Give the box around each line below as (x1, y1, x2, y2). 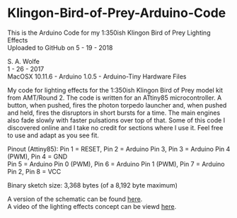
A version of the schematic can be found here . (7, 195, 143, 203)
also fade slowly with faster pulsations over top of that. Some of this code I (7, 115, 226, 125)
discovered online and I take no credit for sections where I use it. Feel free (7, 123, 224, 132)
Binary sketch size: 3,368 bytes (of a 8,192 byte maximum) (7, 180, 178, 189)
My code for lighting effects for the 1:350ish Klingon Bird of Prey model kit (7, 86, 224, 94)
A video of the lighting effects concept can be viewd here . (7, 202, 177, 210)
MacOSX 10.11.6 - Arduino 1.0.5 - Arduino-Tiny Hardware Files (7, 72, 187, 81)
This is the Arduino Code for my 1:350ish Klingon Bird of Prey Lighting (7, 28, 211, 37)
